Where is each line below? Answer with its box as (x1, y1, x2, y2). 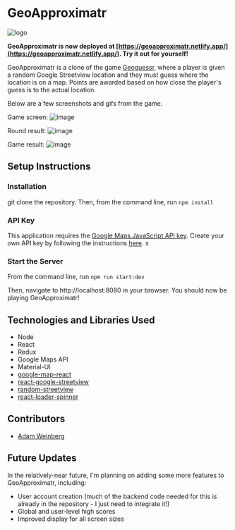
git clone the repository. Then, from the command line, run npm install (7, 197, 214, 206)
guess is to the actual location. (7, 85, 97, 94)
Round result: (7, 126, 47, 135)
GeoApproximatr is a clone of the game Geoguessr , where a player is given (7, 63, 225, 71)
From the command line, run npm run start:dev (7, 273, 145, 281)
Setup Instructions (7, 161, 91, 173)
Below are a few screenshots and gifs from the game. (7, 99, 163, 107)
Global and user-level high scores (17, 507, 116, 515)
